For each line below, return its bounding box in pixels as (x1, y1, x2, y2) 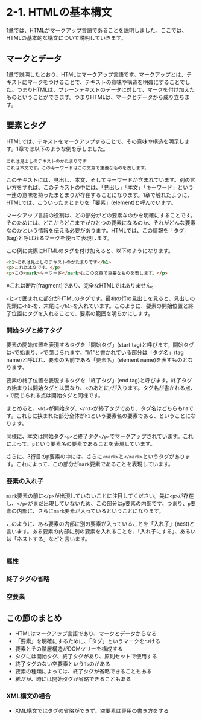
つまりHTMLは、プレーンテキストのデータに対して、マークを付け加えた (16, 86, 195, 93)
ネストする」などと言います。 (16, 535, 90, 542)
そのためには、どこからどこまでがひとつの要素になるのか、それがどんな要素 (6, 219, 196, 227)
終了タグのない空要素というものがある (14, 660, 110, 667)
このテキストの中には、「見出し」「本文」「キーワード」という (43, 184, 194, 191)
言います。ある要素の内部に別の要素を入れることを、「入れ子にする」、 (6, 527, 180, 535)
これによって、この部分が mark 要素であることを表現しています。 (16, 460, 174, 468)
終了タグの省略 (6, 574, 50, 583)
